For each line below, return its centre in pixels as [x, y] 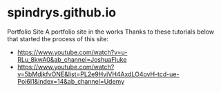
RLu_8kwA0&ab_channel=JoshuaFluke [72, 59]
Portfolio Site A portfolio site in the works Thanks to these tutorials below [111, 32]
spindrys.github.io [61, 13]
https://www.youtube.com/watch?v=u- [72, 52]
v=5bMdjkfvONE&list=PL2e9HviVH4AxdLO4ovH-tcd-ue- [98, 74]
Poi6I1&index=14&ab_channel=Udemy [71, 81]
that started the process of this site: [58, 38]
